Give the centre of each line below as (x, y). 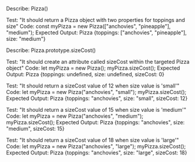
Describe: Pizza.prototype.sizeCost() (51, 50)
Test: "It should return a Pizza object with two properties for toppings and (95, 20)
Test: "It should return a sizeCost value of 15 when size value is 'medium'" (96, 110)
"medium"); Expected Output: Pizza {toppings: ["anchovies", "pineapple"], (97, 33)
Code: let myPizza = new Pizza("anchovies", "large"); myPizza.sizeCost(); (96, 146)
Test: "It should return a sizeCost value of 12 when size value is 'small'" (93, 86)
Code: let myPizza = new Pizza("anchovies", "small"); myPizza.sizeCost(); (96, 92)
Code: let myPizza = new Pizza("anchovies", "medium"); (75, 116)
